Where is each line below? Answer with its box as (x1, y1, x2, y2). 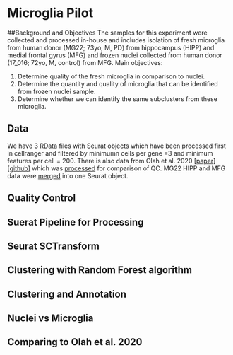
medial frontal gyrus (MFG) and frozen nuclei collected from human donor (7, 51, 222, 59)
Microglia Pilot (7, 5, 94, 21)
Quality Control (7, 192, 76, 204)
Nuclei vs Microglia (7, 313, 94, 325)
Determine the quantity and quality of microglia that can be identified (17, 79, 219, 88)
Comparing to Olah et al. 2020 (7, 336, 143, 348)
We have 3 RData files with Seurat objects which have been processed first (7, 141, 226, 150)
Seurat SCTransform (7, 240, 100, 252)
